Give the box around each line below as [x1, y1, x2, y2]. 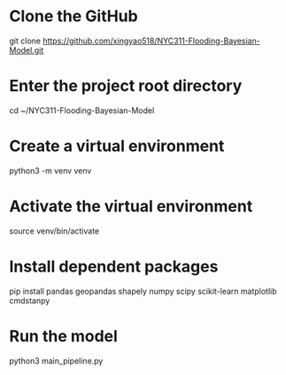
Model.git [9, 44, 44, 55]
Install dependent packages [9, 256, 219, 276]
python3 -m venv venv [9, 165, 92, 176]
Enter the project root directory [9, 76, 243, 96]
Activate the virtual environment [9, 196, 253, 216]
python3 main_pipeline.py [9, 356, 104, 366]
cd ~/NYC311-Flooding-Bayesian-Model [9, 104, 155, 116]
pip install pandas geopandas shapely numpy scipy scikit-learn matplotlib [9, 286, 277, 296]
